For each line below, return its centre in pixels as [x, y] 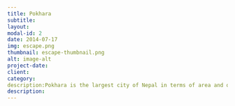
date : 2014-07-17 [33, 40]
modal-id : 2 [24, 33]
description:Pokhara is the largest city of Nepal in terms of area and [115, 85]
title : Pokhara [29, 14]
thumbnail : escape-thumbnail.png [56, 53]
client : [19, 72]
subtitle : [22, 20]
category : [22, 78]
